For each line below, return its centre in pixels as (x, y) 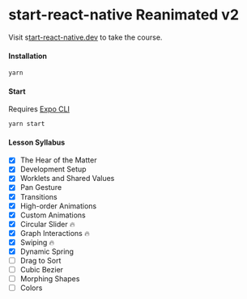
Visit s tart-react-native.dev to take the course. (85, 37)
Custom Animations (53, 215)
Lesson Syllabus (37, 142)
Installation (28, 56)
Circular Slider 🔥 (47, 224)
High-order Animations (58, 206)
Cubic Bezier (41, 270)
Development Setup (53, 169)
